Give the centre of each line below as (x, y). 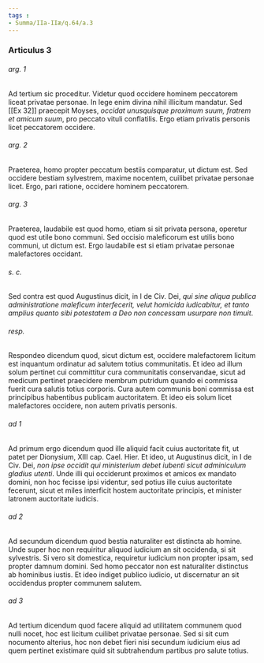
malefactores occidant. (45, 254)
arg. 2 (18, 145)
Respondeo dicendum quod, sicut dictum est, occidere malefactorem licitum (132, 356)
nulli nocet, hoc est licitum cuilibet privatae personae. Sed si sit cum (119, 634)
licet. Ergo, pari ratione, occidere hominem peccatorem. (99, 186)
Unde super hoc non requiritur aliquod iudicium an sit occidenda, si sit (122, 549)
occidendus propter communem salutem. (75, 583)
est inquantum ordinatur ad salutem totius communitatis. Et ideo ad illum (125, 364)
